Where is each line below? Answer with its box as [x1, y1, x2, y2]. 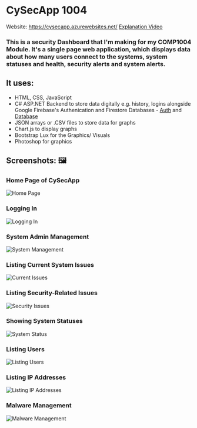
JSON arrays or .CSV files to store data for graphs [14, 119, 136, 126]
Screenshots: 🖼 [6, 156, 67, 166]
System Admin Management [6, 233, 89, 241]
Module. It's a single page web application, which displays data [6, 45, 191, 53]
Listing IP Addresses [6, 373, 66, 381]
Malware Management [6, 401, 72, 410]
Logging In [6, 204, 37, 213]
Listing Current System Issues [6, 260, 94, 269]
